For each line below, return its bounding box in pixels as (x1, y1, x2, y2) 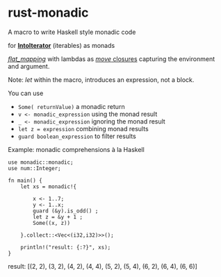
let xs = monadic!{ (20, 183, 77, 190)
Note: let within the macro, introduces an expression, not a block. (8, 75, 195, 84)
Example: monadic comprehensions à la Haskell (8, 145, 145, 153)
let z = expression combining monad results (17, 124, 149, 133)
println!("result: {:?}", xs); (20, 244, 111, 251)
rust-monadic (8, 5, 89, 21)
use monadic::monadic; (8, 158, 74, 166)
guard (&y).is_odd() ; (33, 207, 99, 215)
